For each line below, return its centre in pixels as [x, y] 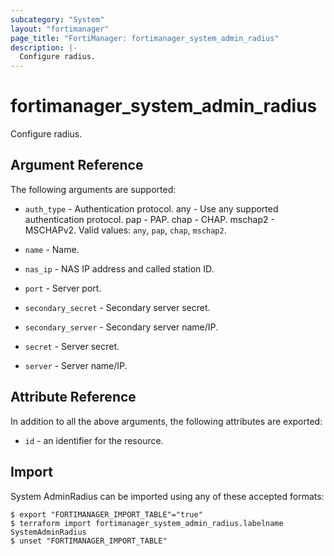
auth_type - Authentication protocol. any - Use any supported [151, 208]
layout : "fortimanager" [60, 29]
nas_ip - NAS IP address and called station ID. [119, 268]
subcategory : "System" [57, 19]
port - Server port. [63, 288]
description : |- [44, 47]
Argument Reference [77, 165]
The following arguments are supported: [93, 189]
